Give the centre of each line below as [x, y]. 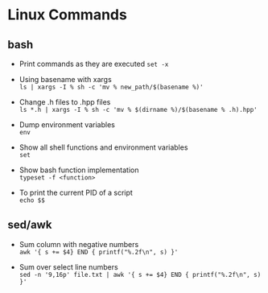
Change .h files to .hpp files [65, 102]
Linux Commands [68, 15]
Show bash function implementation [79, 170]
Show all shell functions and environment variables [103, 147]
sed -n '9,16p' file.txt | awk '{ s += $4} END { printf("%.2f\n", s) [140, 274]
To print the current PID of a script [76, 192]
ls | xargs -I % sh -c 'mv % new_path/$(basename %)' [111, 87]
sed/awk [30, 225]
